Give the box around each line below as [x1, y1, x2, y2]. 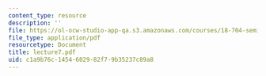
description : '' [8, 19, 62, 27]
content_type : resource [8, 11, 87, 20]
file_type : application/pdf [8, 33, 101, 42]
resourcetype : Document [8, 41, 87, 49]
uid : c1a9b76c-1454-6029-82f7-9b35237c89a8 [8, 56, 154, 64]
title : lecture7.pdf [8, 48, 77, 56]
